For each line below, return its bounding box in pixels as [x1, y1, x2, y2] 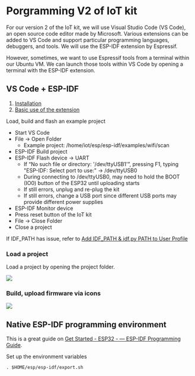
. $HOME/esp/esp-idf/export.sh [6, 365, 84, 371]
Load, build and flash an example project [6, 117, 106, 125]
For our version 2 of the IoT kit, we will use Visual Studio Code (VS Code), [6, 24, 186, 31]
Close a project [14, 224, 52, 231]
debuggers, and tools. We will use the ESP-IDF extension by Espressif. [6, 43, 178, 50]
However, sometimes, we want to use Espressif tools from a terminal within [6, 54, 190, 61]
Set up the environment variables [6, 353, 87, 360]
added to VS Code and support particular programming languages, [6, 36, 170, 43]
